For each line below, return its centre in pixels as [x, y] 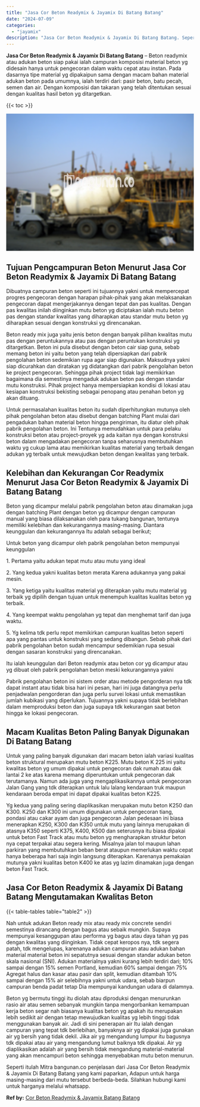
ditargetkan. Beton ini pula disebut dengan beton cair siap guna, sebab [93, 347]
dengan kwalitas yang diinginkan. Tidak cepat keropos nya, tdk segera [93, 942]
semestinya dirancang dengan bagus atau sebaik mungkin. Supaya [88, 929]
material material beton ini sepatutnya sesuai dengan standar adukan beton [99, 954]
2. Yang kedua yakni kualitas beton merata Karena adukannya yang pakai [96, 573]
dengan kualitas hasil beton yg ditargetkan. [59, 94]
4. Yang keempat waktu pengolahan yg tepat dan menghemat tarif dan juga [99, 615]
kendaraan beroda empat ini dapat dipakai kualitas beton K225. [84, 794]
